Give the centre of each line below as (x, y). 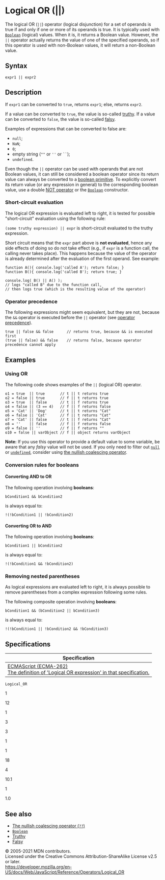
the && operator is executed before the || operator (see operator (70, 318)
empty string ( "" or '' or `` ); (41, 154)
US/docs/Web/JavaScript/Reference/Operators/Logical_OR (65, 872)
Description (23, 92)
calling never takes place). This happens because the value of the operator (81, 253)
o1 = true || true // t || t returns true (57, 394)
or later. (13, 862)
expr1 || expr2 (21, 77)
